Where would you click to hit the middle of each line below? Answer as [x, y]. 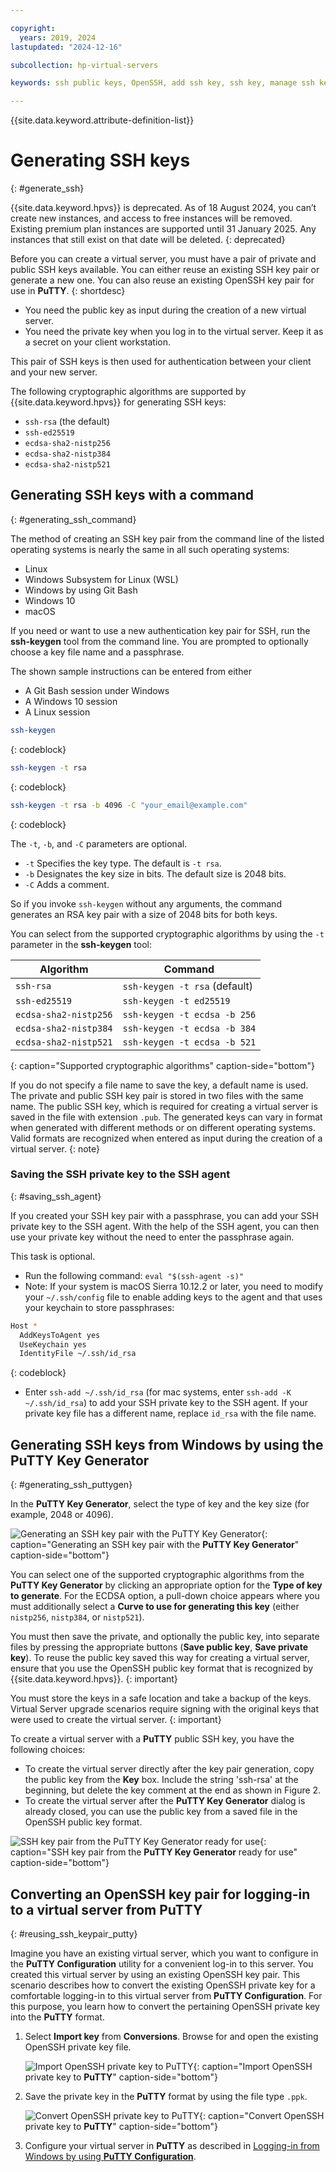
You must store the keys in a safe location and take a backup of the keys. [161, 1698]
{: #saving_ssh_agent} [56, 1196]
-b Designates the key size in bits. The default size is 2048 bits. [155, 873]
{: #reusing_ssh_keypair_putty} [74, 1933]
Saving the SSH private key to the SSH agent [120, 1174]
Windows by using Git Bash [81, 590]
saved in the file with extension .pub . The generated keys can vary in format [166, 1117]
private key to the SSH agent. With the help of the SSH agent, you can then [165, 1226]
